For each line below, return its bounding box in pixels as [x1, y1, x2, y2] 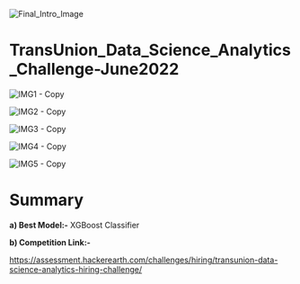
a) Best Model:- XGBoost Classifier [9, 219, 140, 230]
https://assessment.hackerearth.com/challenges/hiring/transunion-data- [9, 254, 278, 265]
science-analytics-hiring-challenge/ [9, 263, 143, 274]
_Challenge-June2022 [9, 59, 180, 80]
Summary [9, 190, 84, 210]
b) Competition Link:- [9, 236, 92, 247]
